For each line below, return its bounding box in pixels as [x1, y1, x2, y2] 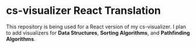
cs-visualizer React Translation [6, 4, 161, 17]
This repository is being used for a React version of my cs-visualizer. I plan [6, 23, 186, 30]
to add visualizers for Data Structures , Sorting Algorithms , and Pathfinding [6, 29, 190, 36]
